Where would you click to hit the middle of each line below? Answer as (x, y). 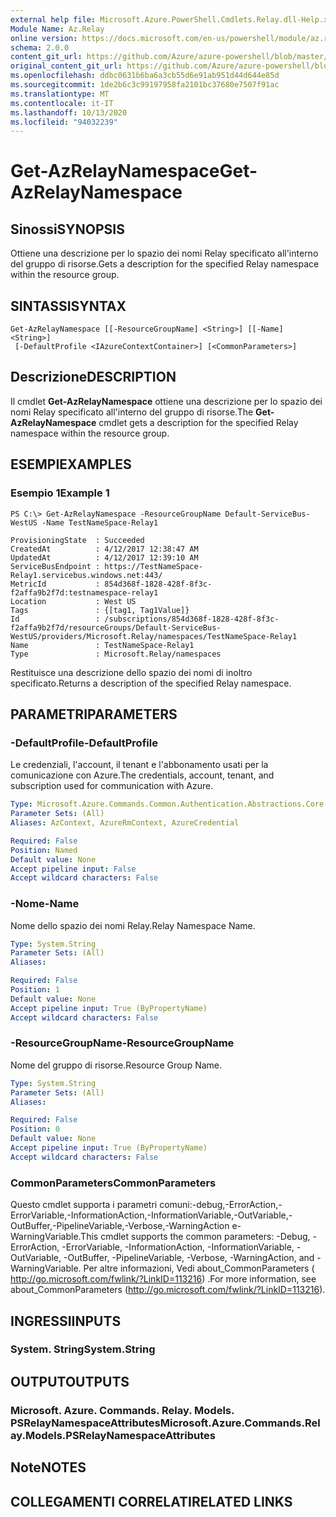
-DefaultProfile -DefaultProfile (84, 743)
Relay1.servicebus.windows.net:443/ (86, 575)
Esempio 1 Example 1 (60, 493)
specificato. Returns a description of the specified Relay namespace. (151, 683)
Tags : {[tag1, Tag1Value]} (100, 610)
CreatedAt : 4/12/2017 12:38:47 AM (104, 549)
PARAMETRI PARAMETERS (94, 714)
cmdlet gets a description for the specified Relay (198, 422)
